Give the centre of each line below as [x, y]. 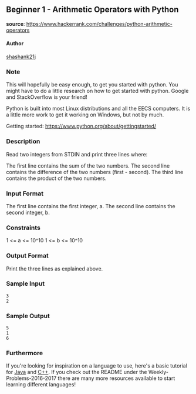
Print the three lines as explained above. [55, 268]
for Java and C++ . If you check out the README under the [77, 372]
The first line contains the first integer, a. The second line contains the [91, 206]
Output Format [27, 256]
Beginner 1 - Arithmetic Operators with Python [92, 10]
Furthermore [24, 353]
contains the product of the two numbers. [56, 178]
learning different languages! [41, 385]
